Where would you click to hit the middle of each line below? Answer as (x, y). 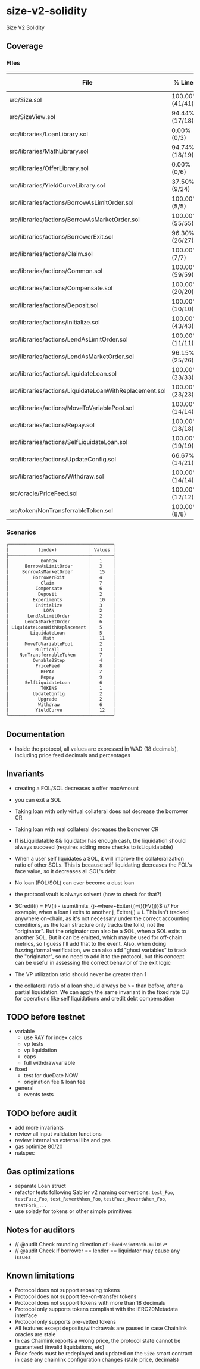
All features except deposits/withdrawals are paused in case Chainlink (101, 1328)
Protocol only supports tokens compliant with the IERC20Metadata (96, 1309)
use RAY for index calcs (53, 1037)
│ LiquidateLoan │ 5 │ (61, 633)
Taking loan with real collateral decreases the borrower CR (87, 829)
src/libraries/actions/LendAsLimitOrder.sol (68, 339)
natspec (25, 1153)
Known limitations (40, 1276)
